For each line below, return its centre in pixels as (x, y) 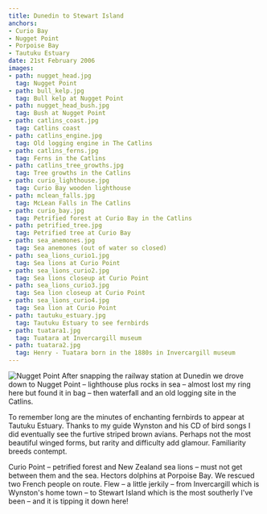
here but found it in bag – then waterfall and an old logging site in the (122, 393)
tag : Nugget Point (47, 83)
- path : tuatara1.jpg (45, 330)
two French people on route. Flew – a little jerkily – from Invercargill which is (134, 484)
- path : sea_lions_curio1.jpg (59, 255)
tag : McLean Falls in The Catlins (73, 203)
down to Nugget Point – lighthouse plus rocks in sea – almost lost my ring (129, 384)
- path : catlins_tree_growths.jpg (66, 166)
